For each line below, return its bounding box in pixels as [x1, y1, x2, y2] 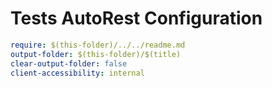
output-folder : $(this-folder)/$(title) [10, 49, 182, 59]
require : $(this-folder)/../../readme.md [10, 40, 186, 50]
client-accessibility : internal [10, 68, 145, 78]
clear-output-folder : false [10, 58, 128, 69]
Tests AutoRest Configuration [10, 7, 263, 30]
